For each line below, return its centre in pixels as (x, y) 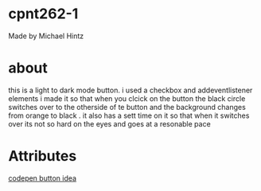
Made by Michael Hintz (46, 36)
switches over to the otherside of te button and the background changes (127, 107)
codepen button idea (43, 178)
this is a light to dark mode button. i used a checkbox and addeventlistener (130, 90)
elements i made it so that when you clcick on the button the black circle (127, 98)
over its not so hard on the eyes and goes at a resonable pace (109, 123)
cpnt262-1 (43, 14)
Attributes (43, 156)
